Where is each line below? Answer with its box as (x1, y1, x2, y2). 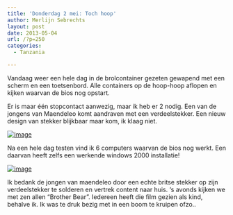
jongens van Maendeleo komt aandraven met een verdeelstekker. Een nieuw (7, 109, 226, 118)
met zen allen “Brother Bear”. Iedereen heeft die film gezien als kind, (7, 192, 203, 201)
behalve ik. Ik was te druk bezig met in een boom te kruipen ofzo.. (7, 200, 196, 208)
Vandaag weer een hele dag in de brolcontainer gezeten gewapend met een (7, 74, 225, 82)
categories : (7, 42, 42, 49)
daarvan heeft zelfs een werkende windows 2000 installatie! (7, 150, 180, 160)
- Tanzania (13, 49, 45, 56)
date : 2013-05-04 (7, 29, 58, 37)
